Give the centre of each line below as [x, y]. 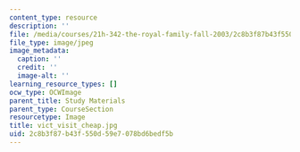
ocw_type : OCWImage [46, 92]
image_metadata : [39, 51]
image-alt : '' [43, 76]
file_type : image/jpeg [51, 42]
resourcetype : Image [48, 117]
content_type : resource [54, 17]
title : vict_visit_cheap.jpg [63, 126]
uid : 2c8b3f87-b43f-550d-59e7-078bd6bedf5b [92, 134]
